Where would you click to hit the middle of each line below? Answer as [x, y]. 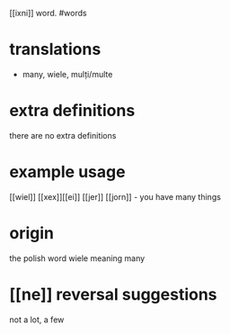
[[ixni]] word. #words [48, 13]
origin [31, 233]
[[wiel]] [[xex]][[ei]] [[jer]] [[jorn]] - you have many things [115, 196]
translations [55, 50]
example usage [67, 172]
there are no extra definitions [63, 135]
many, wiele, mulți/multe [67, 74]
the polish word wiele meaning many [77, 258]
